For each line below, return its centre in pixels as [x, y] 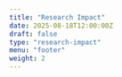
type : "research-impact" [55, 42]
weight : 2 [28, 58]
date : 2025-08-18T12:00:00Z [61, 26]
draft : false [33, 34]
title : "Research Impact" [57, 17]
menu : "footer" [37, 50]
